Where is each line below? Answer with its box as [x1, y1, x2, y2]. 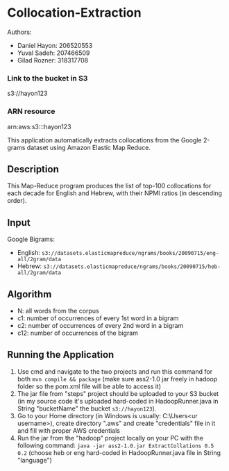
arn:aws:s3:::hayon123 [7, 122, 71, 131]
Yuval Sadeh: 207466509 [17, 49, 90, 57]
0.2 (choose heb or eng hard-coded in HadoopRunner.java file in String [17, 448, 221, 456]
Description [7, 163, 59, 175]
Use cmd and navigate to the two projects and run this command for [17, 367, 213, 376]
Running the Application [7, 349, 114, 361]
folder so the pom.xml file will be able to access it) [17, 382, 162, 390]
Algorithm [7, 288, 52, 300]
